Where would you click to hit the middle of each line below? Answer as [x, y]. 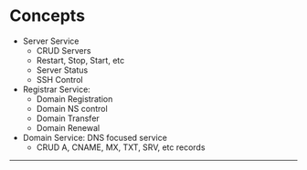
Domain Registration [74, 99]
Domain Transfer [68, 118]
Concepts [47, 16]
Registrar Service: [57, 89]
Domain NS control [72, 108]
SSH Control [60, 79]
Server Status [62, 70]
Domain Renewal [68, 127]
